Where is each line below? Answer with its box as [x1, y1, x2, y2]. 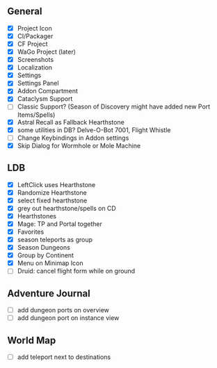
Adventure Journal [7, 287, 90, 299]
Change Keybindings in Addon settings [17, 134, 129, 142]
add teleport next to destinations [17, 353, 111, 361]
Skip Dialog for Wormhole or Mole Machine [17, 141, 141, 150]
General [7, 6, 43, 17]
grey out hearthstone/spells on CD [17, 204, 116, 212]
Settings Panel [17, 79, 59, 88]
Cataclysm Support [17, 95, 73, 103]
